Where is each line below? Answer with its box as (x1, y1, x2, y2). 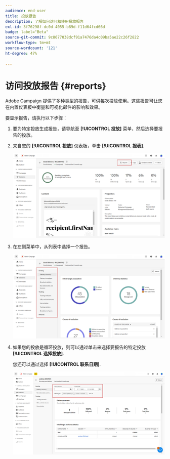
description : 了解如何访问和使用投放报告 (5, 19, 84, 24)
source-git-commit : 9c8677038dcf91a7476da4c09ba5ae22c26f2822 (5, 35, 139, 40)
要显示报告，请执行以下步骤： (5, 115, 67, 121)
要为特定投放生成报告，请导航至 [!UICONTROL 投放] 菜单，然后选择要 (12, 126, 158, 132)
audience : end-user (5, 8, 47, 13)
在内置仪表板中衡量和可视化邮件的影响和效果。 (5, 104, 103, 110)
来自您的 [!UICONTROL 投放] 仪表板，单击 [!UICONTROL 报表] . (12, 143, 145, 149)
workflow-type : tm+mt (5, 40, 51, 46)
